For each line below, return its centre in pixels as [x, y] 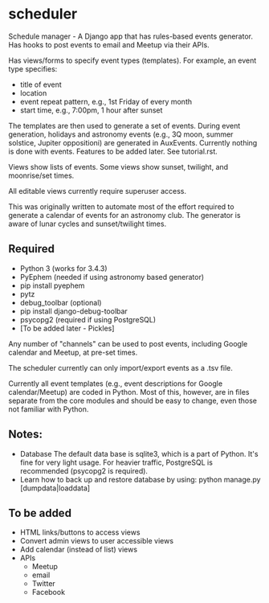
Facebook [49, 593]
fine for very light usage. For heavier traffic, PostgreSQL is [116, 462]
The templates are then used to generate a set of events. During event [124, 125]
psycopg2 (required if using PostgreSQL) [88, 319]
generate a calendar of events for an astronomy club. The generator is [124, 215]
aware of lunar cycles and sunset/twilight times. [88, 224]
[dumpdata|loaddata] [55, 488]
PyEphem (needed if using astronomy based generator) [112, 277]
